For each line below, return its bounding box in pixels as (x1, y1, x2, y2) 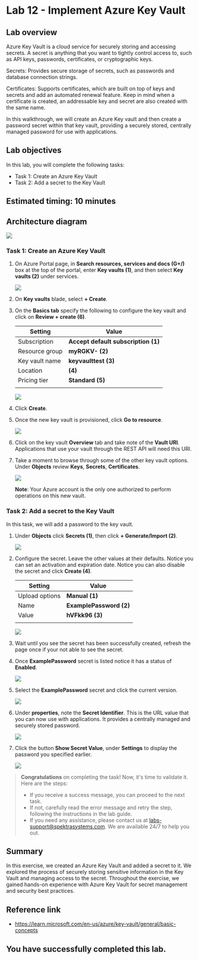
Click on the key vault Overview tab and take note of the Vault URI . (14, 439, 180, 446)
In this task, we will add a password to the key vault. (6, 520, 134, 528)
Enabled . (14, 664, 37, 671)
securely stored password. (14, 721, 80, 729)
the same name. (6, 104, 46, 111)
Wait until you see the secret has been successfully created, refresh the (14, 639, 191, 647)
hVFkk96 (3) (66, 611, 103, 619)
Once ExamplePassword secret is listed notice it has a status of (14, 657, 172, 664)
